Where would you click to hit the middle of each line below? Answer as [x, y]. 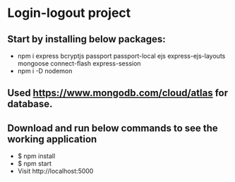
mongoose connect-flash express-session [79, 63]
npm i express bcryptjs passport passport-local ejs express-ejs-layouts [121, 56]
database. [30, 104]
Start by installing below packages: [86, 39]
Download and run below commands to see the [113, 128]
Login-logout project [69, 13]
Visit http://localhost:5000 [55, 171]
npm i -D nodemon [45, 71]
